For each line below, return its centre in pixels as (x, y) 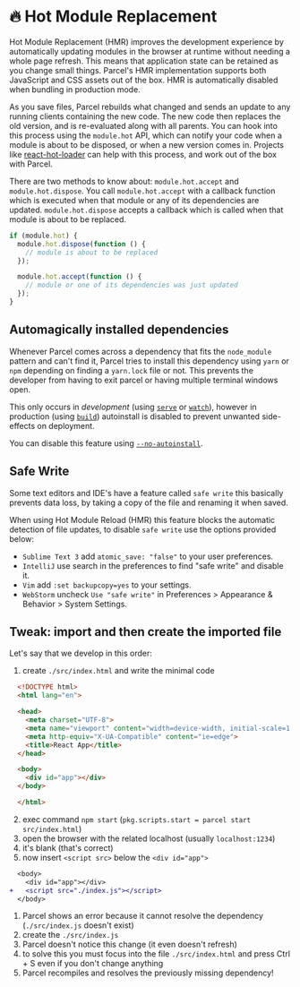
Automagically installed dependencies (119, 330)
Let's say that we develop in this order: (81, 653)
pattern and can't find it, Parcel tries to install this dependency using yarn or (149, 361)
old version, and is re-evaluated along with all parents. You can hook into (143, 125)
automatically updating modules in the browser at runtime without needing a (150, 51)
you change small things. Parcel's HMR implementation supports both (138, 70)
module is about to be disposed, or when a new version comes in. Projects (147, 144)
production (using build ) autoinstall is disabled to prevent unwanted (135, 416)
